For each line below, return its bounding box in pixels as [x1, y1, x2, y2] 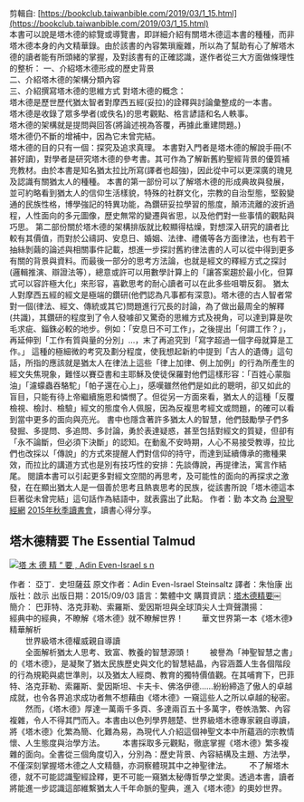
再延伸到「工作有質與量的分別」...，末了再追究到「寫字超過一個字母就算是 [9, 334, 287, 345]
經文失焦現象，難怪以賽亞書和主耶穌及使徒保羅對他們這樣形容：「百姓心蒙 [9, 369, 283, 379]
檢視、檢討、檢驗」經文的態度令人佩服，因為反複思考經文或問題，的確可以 [9, 402, 287, 413]
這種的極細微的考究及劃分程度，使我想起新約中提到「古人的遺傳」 [31, 346, 278, 356]
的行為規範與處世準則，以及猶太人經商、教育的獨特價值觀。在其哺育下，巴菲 [9, 669, 295, 680]
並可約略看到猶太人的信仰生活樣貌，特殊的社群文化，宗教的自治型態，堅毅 [9, 188, 287, 198]
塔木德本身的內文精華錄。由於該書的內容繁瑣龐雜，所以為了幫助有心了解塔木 [9, 40, 295, 51]
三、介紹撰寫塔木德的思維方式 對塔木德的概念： [9, 85, 186, 96]
